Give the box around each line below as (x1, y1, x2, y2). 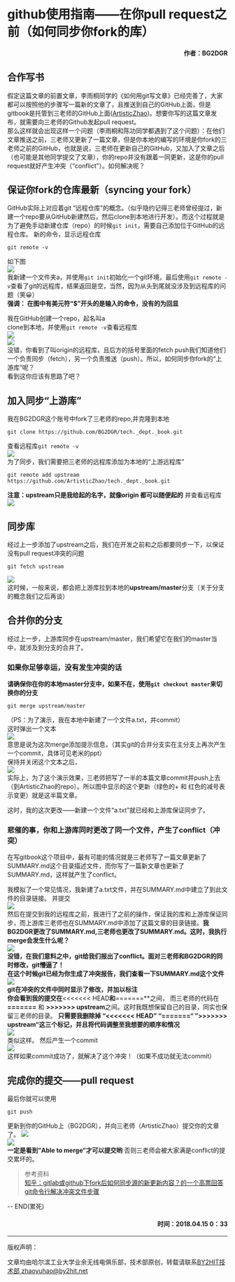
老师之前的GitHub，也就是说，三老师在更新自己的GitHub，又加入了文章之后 (7, 144, 225, 152)
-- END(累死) (7, 1202, 45, 1210)
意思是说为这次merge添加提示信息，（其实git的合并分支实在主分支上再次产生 (7, 741, 226, 749)
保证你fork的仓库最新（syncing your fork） (7, 184, 197, 196)
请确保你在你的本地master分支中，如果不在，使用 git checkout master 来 (7, 680, 217, 688)
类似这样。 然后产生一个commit (7, 1036, 98, 1045)
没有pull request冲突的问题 (7, 549, 85, 558)
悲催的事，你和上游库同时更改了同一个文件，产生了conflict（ (7, 825, 213, 835)
